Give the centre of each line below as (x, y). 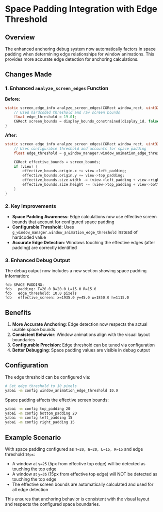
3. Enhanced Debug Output (38, 260)
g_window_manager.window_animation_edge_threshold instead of (75, 232)
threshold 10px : (20, 454)
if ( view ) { (26, 166)
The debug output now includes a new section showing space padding (76, 271)
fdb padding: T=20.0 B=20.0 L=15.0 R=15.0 (51, 289)
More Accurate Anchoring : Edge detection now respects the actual (80, 324)
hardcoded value (29, 237)
